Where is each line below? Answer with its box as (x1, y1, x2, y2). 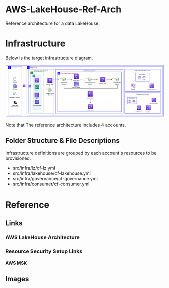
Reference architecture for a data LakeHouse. (5, 20, 100, 26)
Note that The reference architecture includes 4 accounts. (5, 122, 126, 128)
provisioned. (5, 155, 31, 161)
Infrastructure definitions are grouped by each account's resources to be (5, 150, 157, 156)
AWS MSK (5, 260, 27, 266)
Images (5, 274, 29, 283)
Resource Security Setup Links (5, 248, 83, 255)
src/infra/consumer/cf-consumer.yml (12, 181, 90, 187)
